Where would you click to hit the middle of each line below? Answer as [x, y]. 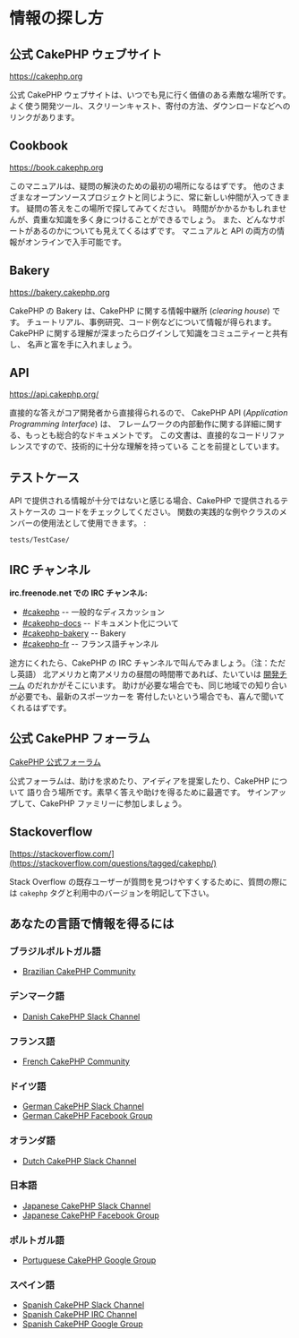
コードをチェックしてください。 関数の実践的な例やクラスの [169, 512]
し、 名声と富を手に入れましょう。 [73, 344]
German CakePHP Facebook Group [87, 1116]
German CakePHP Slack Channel [83, 1106]
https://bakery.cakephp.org [60, 292]
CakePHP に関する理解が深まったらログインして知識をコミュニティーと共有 [149, 333]
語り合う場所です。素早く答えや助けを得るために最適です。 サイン [149, 792]
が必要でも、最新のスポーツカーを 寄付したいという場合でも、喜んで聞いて [147, 697]
